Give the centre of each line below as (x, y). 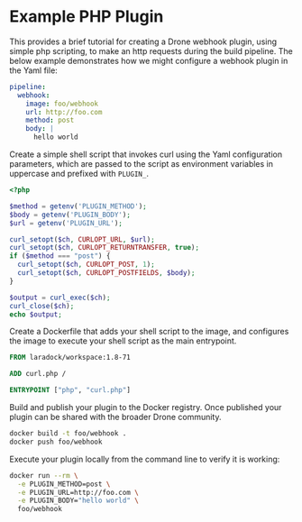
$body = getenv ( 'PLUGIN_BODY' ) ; (70, 215)
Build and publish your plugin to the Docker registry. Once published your (146, 408)
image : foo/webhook (62, 104)
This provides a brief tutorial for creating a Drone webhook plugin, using (143, 41)
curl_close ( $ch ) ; (42, 306)
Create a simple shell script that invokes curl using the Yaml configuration (146, 154)
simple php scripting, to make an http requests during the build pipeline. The (151, 50)
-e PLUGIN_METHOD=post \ (64, 484)
